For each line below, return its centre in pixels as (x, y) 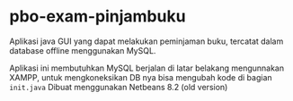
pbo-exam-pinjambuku (98, 17)
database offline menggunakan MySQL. (83, 50)
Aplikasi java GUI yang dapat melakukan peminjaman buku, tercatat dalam (146, 41)
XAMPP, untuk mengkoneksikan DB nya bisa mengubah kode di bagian (141, 77)
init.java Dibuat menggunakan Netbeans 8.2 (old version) (119, 87)
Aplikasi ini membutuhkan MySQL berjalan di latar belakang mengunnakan (147, 68)
